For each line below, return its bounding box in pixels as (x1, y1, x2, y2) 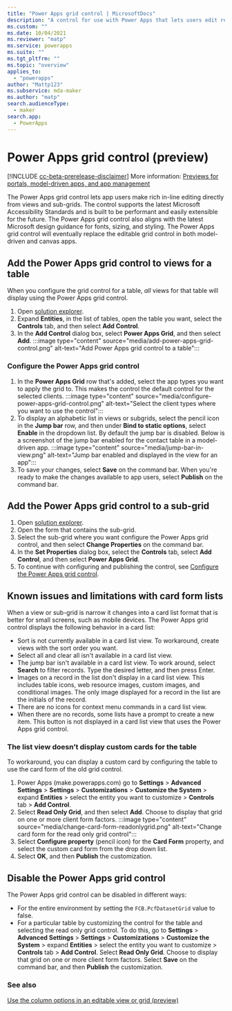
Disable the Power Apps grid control (7, 872, 166, 884)
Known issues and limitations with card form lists (7, 590, 224, 602)
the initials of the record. (17, 695, 88, 704)
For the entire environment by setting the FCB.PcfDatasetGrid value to (17, 904, 215, 913)
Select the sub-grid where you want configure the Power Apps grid (17, 533, 209, 542)
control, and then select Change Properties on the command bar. (17, 541, 204, 549)
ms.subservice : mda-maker (7, 87, 81, 94)
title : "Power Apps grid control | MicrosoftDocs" (7, 10, 156, 17)
